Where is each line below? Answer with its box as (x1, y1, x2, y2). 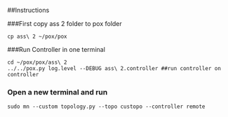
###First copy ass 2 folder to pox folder (7, 20, 123, 27)
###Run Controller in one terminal (7, 46, 105, 53)
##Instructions (7, 6, 50, 14)
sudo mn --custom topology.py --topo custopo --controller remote (7, 103, 206, 111)
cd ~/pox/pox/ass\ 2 (7, 59, 68, 66)
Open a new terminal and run (7, 87, 108, 97)
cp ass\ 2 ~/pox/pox (7, 33, 68, 40)
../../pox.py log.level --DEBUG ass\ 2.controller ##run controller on (7, 65, 221, 72)
